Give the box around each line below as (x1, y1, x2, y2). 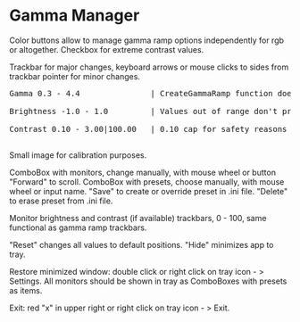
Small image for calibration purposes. (9, 149, 147, 161)
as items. (9, 285, 43, 295)
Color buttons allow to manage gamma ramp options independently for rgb (9, 35, 284, 45)
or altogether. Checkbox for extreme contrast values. (9, 44, 204, 54)
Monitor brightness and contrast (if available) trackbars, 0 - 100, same (9, 212, 267, 223)
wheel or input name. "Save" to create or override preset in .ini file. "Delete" (9, 186, 288, 196)
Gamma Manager (9, 5, 140, 26)
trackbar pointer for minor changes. (9, 70, 141, 81)
